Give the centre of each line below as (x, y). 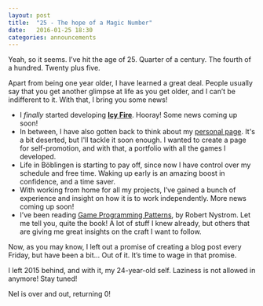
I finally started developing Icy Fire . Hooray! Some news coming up (128, 115)
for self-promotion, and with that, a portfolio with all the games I (122, 148)
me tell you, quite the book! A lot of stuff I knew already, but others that (134, 224)
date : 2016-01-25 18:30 (50, 30)
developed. (38, 157)
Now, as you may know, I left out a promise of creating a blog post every (125, 247)
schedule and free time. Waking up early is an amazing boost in (122, 173)
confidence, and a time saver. (68, 182)
